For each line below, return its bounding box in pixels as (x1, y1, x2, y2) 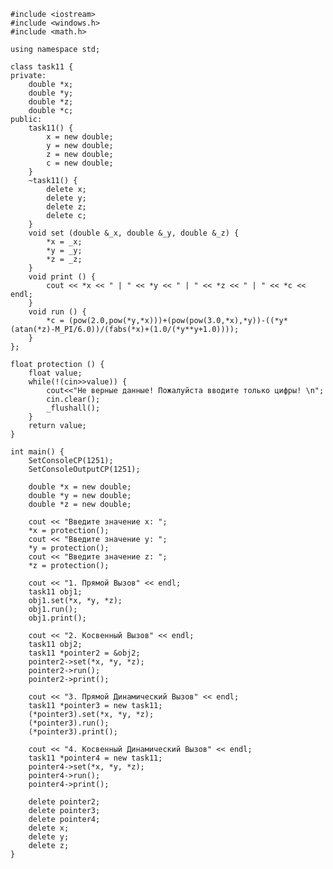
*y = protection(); (28, 543, 110, 553)
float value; (28, 368, 83, 378)
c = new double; (46, 158, 114, 168)
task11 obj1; (28, 587, 83, 597)
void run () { (28, 307, 87, 317)
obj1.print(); (28, 613, 87, 623)
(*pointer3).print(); (28, 727, 118, 737)
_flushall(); (46, 403, 101, 413)
